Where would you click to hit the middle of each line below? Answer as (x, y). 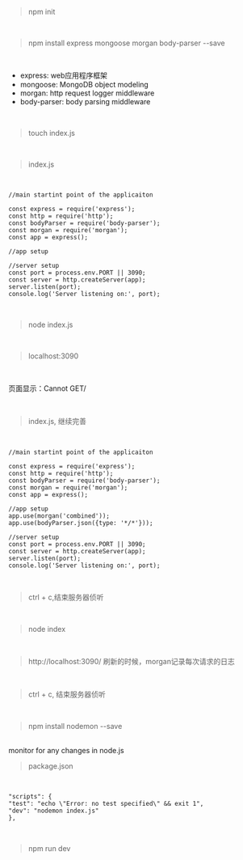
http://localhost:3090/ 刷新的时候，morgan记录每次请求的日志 (132, 661)
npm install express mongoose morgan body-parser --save (126, 43)
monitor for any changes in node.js (66, 750)
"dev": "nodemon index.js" (54, 811)
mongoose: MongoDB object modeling (84, 85)
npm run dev (49, 848)
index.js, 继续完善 (57, 421)
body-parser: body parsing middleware (85, 102)
